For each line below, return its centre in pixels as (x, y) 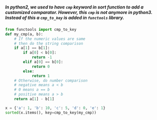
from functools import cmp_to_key (41, 29)
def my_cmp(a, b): (24, 34)
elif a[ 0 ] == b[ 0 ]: (43, 62)
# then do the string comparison (49, 43)
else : (29, 71)
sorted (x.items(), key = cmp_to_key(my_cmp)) (51, 113)
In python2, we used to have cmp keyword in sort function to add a (75, 7)
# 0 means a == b (32, 90)
